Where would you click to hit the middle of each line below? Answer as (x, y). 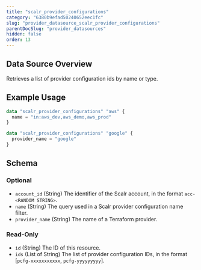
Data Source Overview (49, 64)
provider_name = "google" (44, 139)
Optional (19, 180)
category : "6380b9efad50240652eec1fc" (55, 17)
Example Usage (36, 98)
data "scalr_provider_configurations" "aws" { (66, 111)
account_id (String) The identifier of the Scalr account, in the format (99, 194)
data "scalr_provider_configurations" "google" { (70, 133)
